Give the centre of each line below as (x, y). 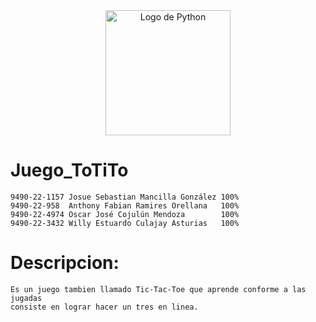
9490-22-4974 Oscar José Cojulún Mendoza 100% (125, 214)
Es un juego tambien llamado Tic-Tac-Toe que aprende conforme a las (158, 289)
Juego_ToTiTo (69, 170)
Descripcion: (65, 263)
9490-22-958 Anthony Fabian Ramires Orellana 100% (125, 205)
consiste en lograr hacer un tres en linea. (104, 307)
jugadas (26, 298)
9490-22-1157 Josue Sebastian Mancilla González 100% (125, 197)
